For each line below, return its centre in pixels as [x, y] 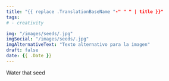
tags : [13, 17]
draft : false [22, 50]
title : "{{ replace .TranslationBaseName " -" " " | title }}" [85, 12]
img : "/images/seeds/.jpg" [40, 33]
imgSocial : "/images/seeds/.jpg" [48, 39]
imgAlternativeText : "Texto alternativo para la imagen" [78, 45]
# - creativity [25, 23]
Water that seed [26, 73]
